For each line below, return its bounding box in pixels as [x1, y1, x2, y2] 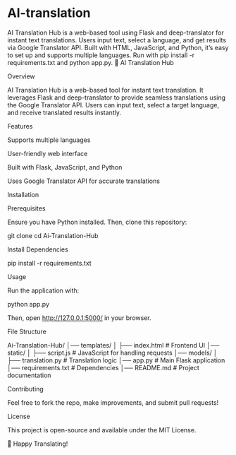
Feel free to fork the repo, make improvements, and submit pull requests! [7, 398, 219, 407]
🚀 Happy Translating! [7, 439, 68, 448]
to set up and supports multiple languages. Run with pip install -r [7, 51, 195, 59]
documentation [7, 371, 51, 379]
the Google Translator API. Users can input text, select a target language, [7, 100, 220, 109]
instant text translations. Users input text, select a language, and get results [7, 35, 227, 44]
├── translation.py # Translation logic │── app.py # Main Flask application [7, 355, 225, 365]
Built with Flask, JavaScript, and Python [7, 162, 123, 171]
